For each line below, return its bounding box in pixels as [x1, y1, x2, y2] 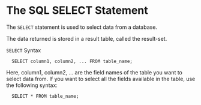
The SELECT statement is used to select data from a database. [6, 23, 158, 31]
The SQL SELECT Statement [6, 4, 148, 17]
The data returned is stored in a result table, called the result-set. [6, 35, 167, 42]
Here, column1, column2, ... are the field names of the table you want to [6, 68, 183, 76]
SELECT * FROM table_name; [11, 93, 79, 99]
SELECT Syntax [6, 46, 41, 54]
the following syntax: [6, 82, 58, 89]
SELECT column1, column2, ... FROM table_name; [11, 58, 133, 64]
